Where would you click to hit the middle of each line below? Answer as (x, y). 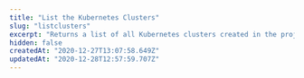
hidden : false (36, 43)
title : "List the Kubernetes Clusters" (85, 17)
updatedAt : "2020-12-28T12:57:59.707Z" (85, 59)
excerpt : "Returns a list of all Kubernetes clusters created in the (143, 34)
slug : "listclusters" (50, 26)
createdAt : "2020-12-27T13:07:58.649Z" (85, 51)
